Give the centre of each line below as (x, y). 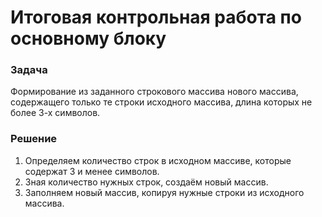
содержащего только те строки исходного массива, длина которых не (161, 102)
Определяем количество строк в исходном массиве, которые (158, 160)
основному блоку (88, 38)
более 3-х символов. (55, 113)
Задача (29, 70)
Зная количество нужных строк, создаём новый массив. (146, 182)
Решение (34, 139)
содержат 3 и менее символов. (92, 171)
